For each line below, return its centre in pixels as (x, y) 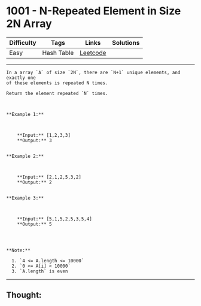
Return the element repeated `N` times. (57, 93)
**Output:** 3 (34, 140)
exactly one (21, 78)
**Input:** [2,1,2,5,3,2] (49, 177)
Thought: (24, 295)
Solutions (126, 42)
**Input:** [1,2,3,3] (44, 135)
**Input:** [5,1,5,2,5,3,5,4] (55, 219)
